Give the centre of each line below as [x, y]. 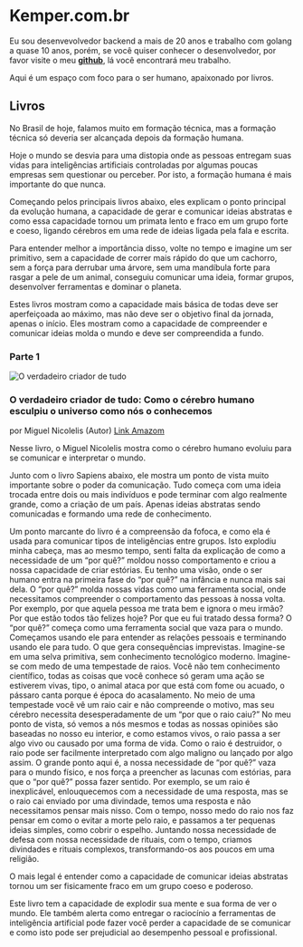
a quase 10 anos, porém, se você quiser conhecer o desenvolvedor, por [143, 50]
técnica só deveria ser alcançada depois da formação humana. [127, 138]
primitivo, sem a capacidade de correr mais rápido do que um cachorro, [143, 257]
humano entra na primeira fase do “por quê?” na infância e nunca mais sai [147, 580]
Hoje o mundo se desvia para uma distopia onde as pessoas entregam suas [151, 155]
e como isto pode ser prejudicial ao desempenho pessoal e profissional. [143, 933]
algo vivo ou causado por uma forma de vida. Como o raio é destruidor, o [146, 743]
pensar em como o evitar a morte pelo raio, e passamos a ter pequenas [142, 820]
